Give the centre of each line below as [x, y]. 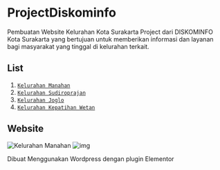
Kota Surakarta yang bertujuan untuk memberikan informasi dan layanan [110, 39]
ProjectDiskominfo [62, 13]
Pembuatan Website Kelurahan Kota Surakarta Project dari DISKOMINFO [110, 32]
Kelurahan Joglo [40, 100]
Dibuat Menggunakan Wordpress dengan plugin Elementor [91, 159]
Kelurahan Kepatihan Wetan [56, 107]
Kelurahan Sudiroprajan [52, 93]
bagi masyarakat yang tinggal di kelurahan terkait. [79, 46]
